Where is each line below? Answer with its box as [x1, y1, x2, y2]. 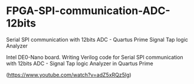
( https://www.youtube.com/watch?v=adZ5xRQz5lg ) [6, 71, 131, 78]
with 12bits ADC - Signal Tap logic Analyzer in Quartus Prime [6, 60, 153, 67]
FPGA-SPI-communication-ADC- [6, 4, 170, 18]
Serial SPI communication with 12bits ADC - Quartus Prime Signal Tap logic [6, 36, 189, 43]
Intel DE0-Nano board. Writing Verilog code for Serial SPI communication [6, 53, 184, 61]
